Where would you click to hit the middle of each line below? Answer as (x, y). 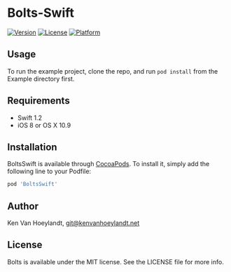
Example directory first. (41, 79)
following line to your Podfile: (49, 171)
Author (23, 206)
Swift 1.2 (30, 118)
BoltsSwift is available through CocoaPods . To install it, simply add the (108, 164)
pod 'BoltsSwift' (33, 184)
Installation (32, 147)
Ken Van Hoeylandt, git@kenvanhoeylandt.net (73, 223)
